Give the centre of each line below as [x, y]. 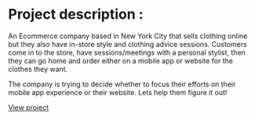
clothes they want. [38, 69]
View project [29, 108]
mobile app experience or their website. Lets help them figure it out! [118, 92]
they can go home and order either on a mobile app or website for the [121, 61]
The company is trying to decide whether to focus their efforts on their [122, 84]
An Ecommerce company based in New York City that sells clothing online [128, 36]
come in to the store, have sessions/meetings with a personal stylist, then [127, 52]
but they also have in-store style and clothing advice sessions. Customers [127, 44]
